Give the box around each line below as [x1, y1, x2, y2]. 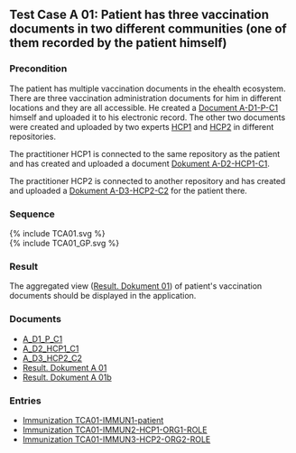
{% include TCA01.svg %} [9, 227, 106, 238]
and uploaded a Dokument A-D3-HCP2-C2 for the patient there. [9, 185, 248, 196]
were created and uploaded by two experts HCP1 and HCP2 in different [9, 121, 274, 132]
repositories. [9, 131, 57, 142]
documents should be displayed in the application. [9, 291, 197, 301]
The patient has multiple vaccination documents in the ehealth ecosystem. [9, 83, 286, 94]
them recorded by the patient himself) [9, 35, 227, 51]
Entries [9, 394, 42, 407]
